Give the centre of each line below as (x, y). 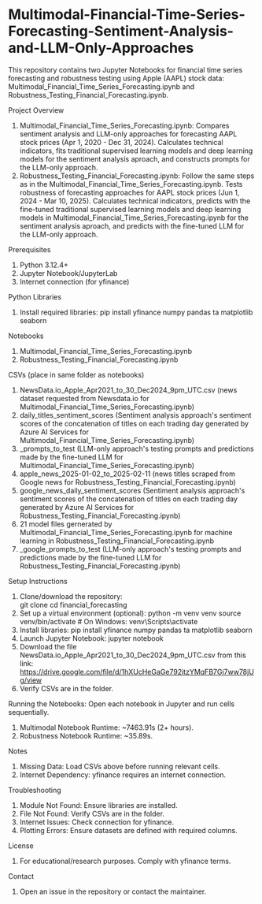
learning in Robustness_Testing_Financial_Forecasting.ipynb (117, 541)
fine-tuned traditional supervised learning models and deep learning (130, 209)
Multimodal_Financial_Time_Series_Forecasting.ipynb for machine (126, 532)
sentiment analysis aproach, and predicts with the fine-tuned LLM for (132, 225)
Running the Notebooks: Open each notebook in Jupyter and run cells (121, 704)
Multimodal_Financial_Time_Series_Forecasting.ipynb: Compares (124, 125)
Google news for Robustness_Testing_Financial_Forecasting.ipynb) (127, 482)
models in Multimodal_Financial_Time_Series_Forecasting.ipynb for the (134, 218)
